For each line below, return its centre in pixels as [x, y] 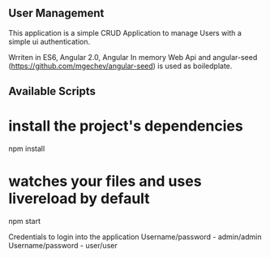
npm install [27, 148]
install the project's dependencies [126, 126]
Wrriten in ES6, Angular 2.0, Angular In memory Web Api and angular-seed [133, 57]
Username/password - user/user [63, 246]
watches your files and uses [105, 181]
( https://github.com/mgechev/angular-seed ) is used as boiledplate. [120, 66]
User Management [56, 13]
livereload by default [79, 199]
